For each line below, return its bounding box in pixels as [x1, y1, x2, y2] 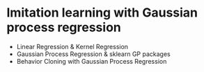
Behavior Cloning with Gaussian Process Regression [16, 57, 167, 65]
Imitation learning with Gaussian [6, 5, 198, 21]
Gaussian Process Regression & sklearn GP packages [16, 50, 171, 58]
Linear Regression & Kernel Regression [16, 42, 129, 51]
